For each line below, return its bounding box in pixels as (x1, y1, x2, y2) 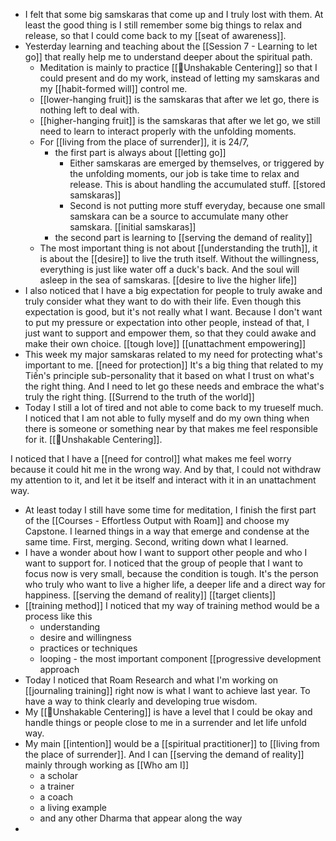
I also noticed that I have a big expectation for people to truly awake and (24, 285, 323, 296)
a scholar (39, 770, 78, 781)
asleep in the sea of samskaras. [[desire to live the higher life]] (39, 274, 298, 286)
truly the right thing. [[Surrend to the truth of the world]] (24, 391, 255, 403)
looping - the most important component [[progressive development (39, 653, 322, 664)
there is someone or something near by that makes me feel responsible (24, 423, 318, 434)
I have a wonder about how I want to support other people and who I (24, 547, 308, 558)
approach (39, 664, 80, 675)
